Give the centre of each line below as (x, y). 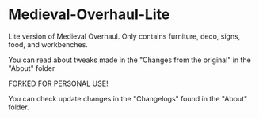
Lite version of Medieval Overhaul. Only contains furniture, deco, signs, (124, 36)
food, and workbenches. (48, 44)
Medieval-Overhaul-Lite (89, 15)
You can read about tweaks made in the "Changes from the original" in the (129, 60)
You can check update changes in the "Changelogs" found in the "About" (128, 98)
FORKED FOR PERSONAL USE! (58, 83)
